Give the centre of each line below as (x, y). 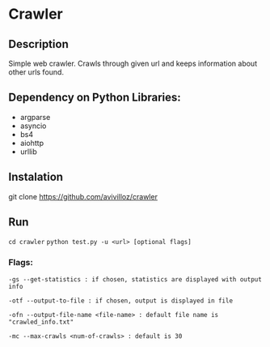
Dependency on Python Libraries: (95, 98)
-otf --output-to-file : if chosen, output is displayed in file (120, 301)
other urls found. (36, 72)
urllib (29, 152)
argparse (35, 117)
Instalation (36, 177)
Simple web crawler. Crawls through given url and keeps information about (133, 63)
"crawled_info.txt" (41, 322)
